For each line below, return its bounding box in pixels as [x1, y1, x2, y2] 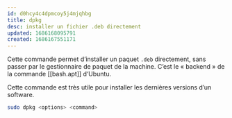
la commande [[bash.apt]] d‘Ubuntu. [7, 70, 112, 78]
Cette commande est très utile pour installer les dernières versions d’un [7, 83, 212, 92]
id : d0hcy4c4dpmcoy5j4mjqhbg [7, 10, 92, 17]
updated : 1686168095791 [7, 29, 76, 37]
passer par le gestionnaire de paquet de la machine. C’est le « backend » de [7, 62, 225, 71]
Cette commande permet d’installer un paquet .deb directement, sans [7, 55, 206, 63]
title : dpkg [7, 17, 42, 24]
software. [7, 91, 35, 99]
